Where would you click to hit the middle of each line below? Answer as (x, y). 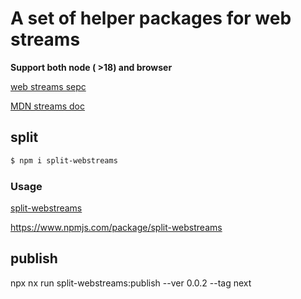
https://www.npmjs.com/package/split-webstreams (116, 227)
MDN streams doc (47, 106)
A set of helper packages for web (151, 18)
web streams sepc (48, 86)
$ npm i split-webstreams (64, 160)
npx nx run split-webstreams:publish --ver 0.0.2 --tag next (131, 283)
